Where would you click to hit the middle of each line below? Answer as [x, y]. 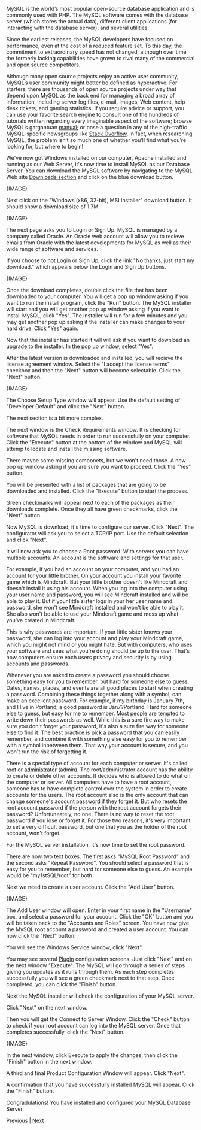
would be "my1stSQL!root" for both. [50, 875]
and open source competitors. [43, 65]
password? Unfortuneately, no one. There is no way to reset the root [90, 814]
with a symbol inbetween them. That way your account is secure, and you [97, 745]
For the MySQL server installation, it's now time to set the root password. [96, 845]
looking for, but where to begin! [45, 146]
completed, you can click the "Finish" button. [62, 984]
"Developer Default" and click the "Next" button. [66, 406]
